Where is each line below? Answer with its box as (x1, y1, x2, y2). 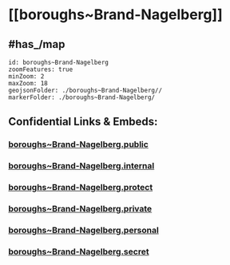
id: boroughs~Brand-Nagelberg (8, 58, 109, 66)
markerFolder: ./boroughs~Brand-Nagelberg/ (8, 93, 156, 101)
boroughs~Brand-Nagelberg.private (8, 204, 153, 215)
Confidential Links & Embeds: (8, 115, 158, 129)
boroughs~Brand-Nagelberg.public (8, 139, 149, 150)
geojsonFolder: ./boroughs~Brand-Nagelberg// (8, 86, 162, 94)
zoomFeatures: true (8, 65, 73, 73)
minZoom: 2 (8, 73, 45, 81)
